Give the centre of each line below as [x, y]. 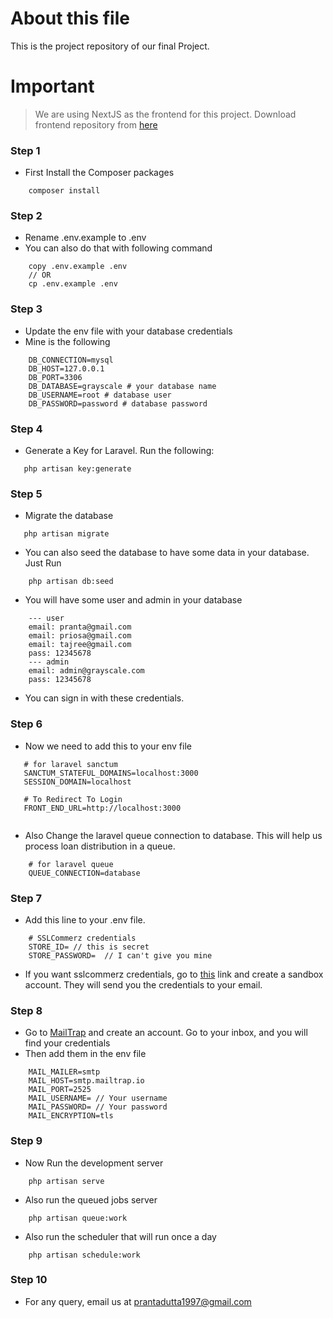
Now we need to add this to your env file [108, 746]
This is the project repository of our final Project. [110, 46]
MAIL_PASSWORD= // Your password [98, 1107]
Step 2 [26, 216]
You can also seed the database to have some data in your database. [167, 553]
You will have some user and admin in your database [133, 600]
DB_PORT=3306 [55, 377]
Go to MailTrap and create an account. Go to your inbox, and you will [166, 1033]
